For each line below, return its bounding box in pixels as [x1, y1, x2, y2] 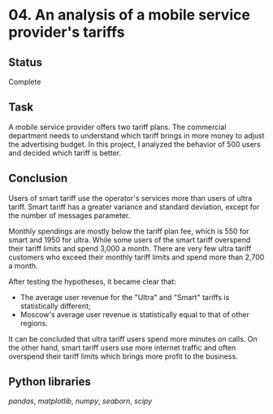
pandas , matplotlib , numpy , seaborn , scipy [8, 396, 153, 406]
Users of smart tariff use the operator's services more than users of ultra [8, 193, 253, 203]
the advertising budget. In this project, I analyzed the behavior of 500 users [8, 139, 262, 149]
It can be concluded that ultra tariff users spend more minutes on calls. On [8, 333, 258, 343]
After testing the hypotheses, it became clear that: [8, 277, 176, 286]
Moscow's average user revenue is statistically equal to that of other [19, 309, 249, 319]
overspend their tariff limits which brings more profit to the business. [8, 351, 238, 361]
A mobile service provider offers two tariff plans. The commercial [8, 122, 227, 132]
